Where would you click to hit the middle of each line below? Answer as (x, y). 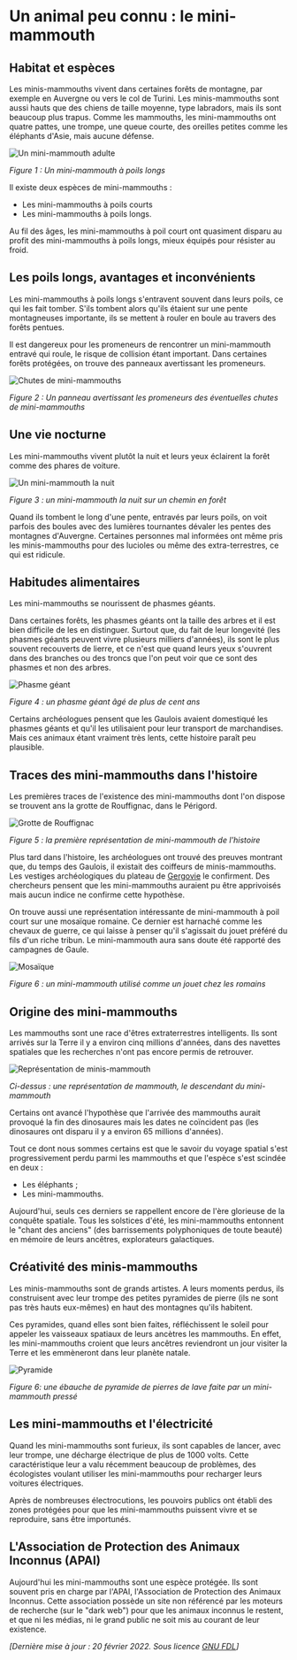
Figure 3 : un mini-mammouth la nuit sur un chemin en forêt (118, 500)
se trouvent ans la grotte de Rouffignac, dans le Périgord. (114, 806)
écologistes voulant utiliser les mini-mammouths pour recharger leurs (136, 1473)
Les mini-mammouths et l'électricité (111, 1424)
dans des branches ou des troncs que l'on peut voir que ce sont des (133, 658)
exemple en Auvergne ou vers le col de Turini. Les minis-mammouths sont (144, 98)
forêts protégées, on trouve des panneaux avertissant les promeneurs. (137, 363)
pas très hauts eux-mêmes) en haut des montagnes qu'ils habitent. (131, 1307)
